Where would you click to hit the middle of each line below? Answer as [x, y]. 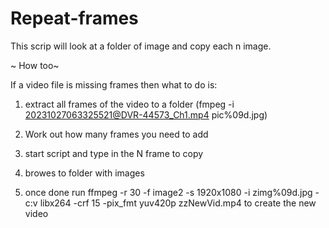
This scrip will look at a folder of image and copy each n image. [141, 46]
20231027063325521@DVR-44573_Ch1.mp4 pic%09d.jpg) [146, 114]
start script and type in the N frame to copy [114, 153]
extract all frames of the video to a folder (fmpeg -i [129, 104]
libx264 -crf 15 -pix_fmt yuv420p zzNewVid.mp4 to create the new [178, 203]
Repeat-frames [74, 18]
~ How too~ [35, 65]
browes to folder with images [84, 173]
